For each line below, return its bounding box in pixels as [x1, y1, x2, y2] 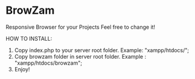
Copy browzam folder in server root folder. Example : [14, 53, 146, 60]
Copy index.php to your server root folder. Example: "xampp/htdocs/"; [14, 46, 190, 54]
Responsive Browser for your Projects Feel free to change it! [5, 23, 155, 31]
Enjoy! [14, 65, 30, 72]
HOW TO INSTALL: [5, 35, 53, 42]
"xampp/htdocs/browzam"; [14, 59, 83, 66]
